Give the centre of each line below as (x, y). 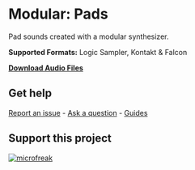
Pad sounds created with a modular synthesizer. (89, 36)
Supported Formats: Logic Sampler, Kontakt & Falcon (98, 52)
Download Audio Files (46, 68)
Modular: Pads (58, 14)
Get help (30, 93)
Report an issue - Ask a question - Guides (78, 113)
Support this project (60, 138)
